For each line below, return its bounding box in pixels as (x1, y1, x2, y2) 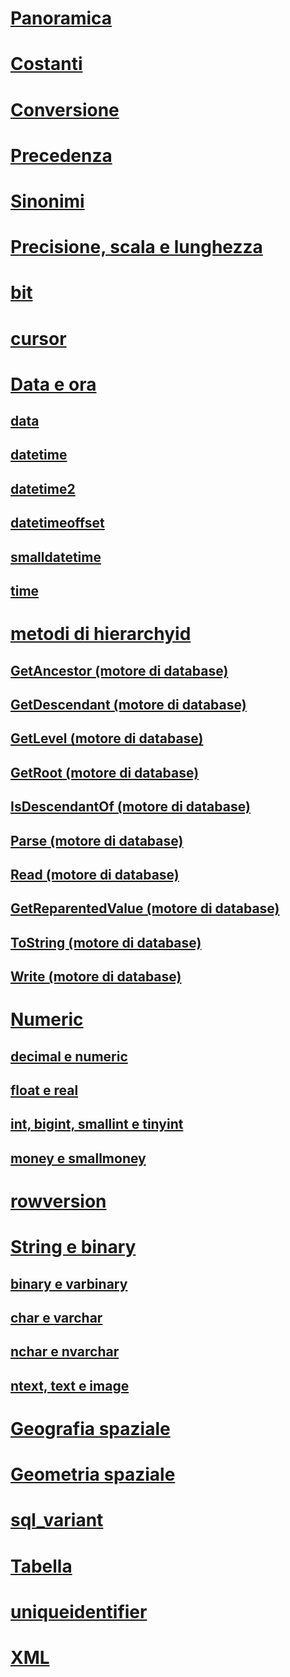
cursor (10, 327, 67, 350)
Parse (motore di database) (10, 832, 184, 849)
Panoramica (10, 7, 113, 30)
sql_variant (10, 1509, 104, 1532)
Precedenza (10, 144, 113, 167)
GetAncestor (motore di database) (10, 662, 229, 679)
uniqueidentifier (10, 1600, 148, 1623)
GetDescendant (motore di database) (10, 697, 247, 713)
